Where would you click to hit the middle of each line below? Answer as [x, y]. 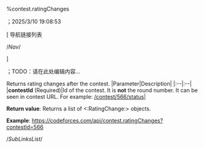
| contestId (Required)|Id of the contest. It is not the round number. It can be [102, 90]
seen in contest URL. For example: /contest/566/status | [76, 97]
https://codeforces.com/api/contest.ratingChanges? [97, 120]
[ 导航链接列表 [25, 34]
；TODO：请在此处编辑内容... [43, 71]
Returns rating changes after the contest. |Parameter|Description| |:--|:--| [99, 84]
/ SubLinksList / [25, 139]
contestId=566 [25, 127]
